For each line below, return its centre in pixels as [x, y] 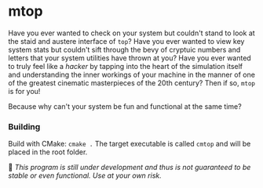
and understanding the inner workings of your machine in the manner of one [131, 74]
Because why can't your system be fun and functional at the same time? [125, 106]
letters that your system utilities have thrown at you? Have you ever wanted [130, 58]
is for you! [24, 91]
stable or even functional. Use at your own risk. [85, 175]
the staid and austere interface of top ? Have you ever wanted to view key [126, 41]
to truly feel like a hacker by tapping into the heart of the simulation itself [126, 66]
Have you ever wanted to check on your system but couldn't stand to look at [131, 33]
